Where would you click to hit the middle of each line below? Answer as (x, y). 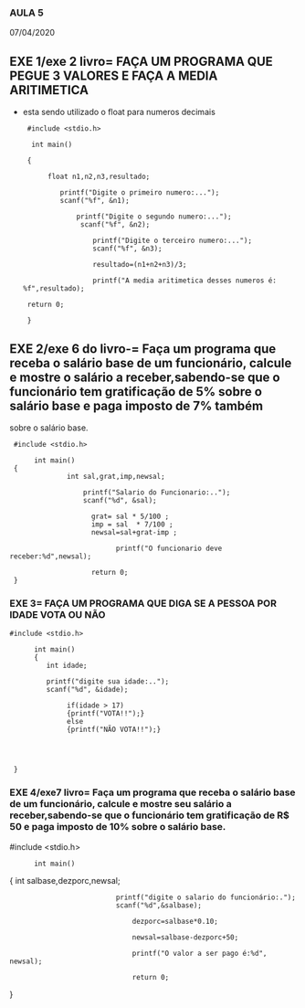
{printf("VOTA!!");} (106, 714)
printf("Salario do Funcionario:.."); (157, 492)
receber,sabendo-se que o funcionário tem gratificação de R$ (149, 815)
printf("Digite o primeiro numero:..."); (140, 193)
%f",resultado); (53, 289)
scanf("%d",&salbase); (159, 905)
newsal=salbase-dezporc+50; (185, 937)
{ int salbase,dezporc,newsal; (65, 880)
